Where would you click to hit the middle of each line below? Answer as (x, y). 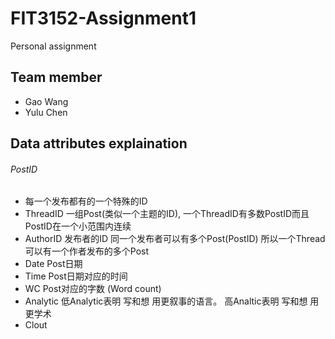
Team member (56, 77)
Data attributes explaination (99, 143)
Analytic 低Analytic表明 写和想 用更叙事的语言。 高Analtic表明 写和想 (166, 301)
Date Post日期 (53, 264)
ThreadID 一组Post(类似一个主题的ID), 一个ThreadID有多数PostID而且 (167, 214)
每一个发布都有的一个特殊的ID (86, 201)
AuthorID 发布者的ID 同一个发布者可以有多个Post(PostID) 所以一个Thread (175, 239)
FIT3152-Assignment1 (103, 18)
